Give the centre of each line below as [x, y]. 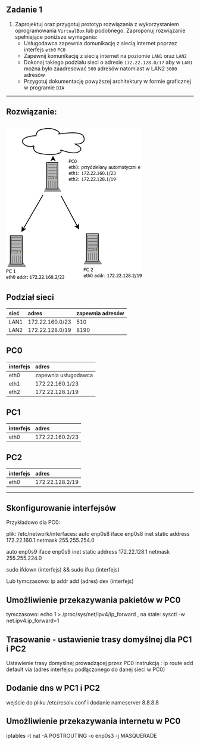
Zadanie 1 [24, 10]
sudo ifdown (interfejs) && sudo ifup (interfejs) [63, 570]
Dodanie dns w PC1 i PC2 [53, 688]
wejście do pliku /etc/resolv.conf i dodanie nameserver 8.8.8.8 [82, 702]
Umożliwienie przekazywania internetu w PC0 [93, 721]
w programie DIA [44, 87]
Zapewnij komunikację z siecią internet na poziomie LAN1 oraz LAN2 [105, 55]
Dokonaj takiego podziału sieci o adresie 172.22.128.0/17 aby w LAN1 [108, 62]
